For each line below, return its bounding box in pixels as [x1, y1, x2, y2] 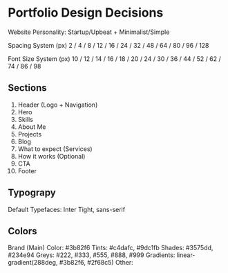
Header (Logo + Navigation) [17, 100, 98, 109]
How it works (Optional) [17, 152, 86, 160]
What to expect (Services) [17, 144, 93, 153]
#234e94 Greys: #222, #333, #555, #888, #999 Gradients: [8, 251, 175, 259]
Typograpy [8, 187, 56, 199]
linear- [176, 251, 196, 259]
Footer [17, 166, 37, 175]
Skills [17, 115, 34, 123]
